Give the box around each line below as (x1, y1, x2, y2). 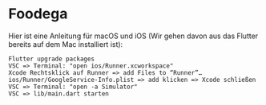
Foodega (8, 5, 68, 23)
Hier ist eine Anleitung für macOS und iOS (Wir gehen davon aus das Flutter (8, 31, 259, 41)
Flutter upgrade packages (8, 55, 95, 63)
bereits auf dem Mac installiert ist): (8, 39, 123, 49)
